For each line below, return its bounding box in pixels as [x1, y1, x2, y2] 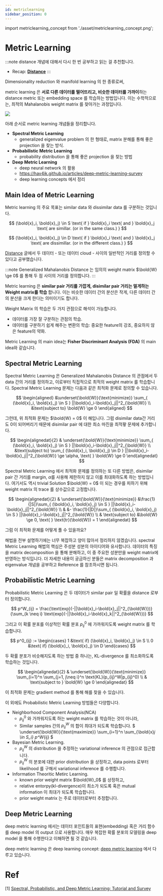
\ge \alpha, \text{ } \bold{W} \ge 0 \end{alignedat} [57, 453, 158, 459]
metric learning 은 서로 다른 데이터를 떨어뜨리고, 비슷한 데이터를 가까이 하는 [5, 89, 147, 95]
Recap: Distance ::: [12, 69, 51, 75]
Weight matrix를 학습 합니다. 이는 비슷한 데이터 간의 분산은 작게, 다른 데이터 [5, 289, 151, 295]
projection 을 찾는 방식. [19, 143, 65, 148]
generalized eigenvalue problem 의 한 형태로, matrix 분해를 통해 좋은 [19, 136, 153, 142]
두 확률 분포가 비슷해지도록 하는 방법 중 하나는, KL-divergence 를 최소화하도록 [5, 653, 154, 659]
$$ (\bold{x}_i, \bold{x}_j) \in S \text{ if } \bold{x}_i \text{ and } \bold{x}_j [9, 220, 155, 226]
